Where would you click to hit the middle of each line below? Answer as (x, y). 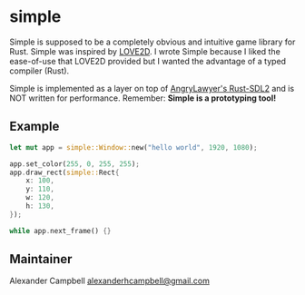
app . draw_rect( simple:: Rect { (64, 172)
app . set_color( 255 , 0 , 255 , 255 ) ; (75, 164)
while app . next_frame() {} (60, 231)
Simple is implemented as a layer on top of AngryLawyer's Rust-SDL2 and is (152, 88)
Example (34, 127)
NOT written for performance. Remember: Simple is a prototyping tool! (143, 98)
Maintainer (41, 259)
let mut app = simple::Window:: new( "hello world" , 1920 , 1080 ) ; (133, 147)
